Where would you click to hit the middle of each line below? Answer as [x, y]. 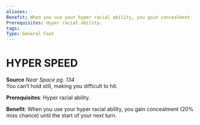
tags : [13, 28]
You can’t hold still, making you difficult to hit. [62, 86]
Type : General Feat [30, 34]
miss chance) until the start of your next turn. [62, 115]
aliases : [17, 12]
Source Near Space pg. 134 [40, 80]
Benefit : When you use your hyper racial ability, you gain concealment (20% [100, 109]
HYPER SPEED [42, 63]
